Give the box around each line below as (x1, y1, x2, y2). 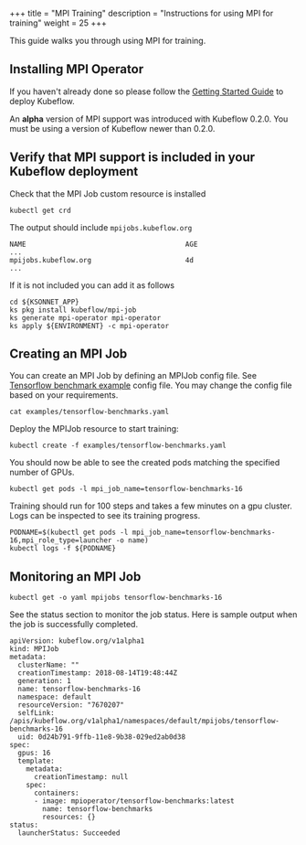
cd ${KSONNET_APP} (9, 297, 79, 306)
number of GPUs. (9, 466, 75, 478)
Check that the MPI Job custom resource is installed (9, 187, 206, 199)
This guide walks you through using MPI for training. (9, 36, 206, 46)
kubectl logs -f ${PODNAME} (9, 544, 117, 553)
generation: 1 (17, 677, 71, 686)
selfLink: (17, 709, 55, 718)
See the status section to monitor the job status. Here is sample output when (9, 609, 298, 620)
